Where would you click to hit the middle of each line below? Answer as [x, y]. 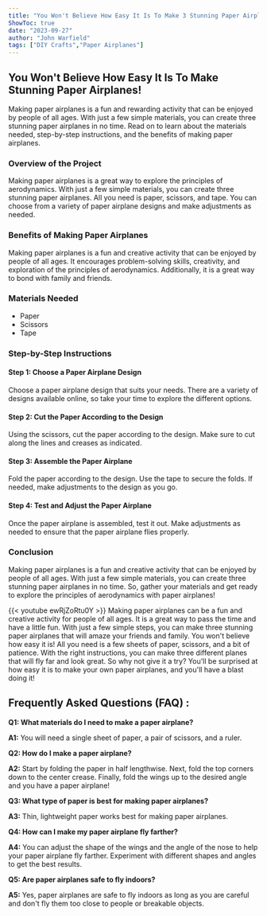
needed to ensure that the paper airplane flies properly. [99, 532]
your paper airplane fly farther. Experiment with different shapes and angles [132, 856]
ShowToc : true [32, 23]
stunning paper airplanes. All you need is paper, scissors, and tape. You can [132, 198]
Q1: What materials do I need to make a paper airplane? [101, 722]
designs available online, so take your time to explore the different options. [130, 398]
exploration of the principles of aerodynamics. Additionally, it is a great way [132, 269]
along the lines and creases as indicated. [75, 443]
